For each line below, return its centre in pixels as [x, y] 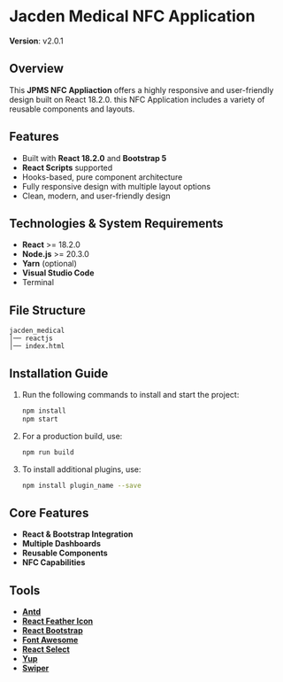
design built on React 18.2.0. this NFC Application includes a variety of [137, 99]
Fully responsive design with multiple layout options [116, 186]
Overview [37, 69]
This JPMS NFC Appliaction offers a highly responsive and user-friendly [141, 89]
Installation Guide [59, 373]
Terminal [38, 283]
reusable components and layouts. [72, 109]
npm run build [48, 452]
